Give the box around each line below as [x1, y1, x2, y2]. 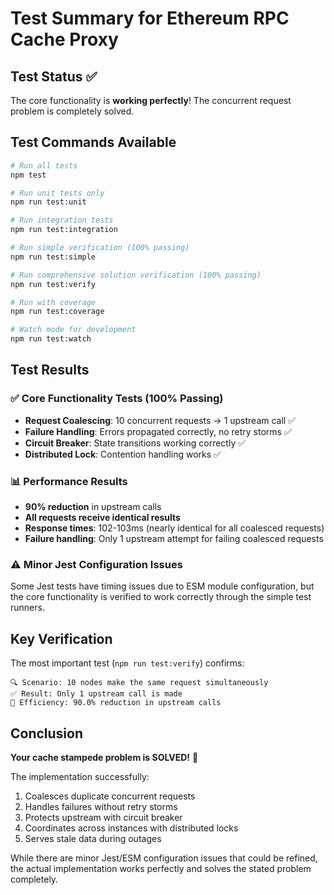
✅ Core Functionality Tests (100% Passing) [10, 392, 224, 406]
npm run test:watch [10, 334, 92, 344]
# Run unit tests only [10, 188, 105, 198]
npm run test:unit [10, 197, 87, 207]
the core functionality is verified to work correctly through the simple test [10, 591, 312, 603]
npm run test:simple [10, 252, 97, 262]
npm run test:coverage [10, 307, 105, 317]
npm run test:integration [10, 225, 118, 235]
